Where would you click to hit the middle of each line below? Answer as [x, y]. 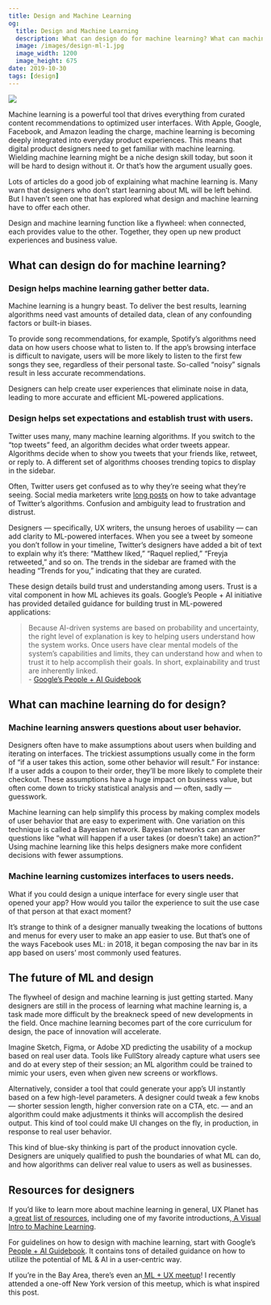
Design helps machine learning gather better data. [109, 288]
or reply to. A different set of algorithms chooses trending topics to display [132, 462]
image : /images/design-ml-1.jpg [70, 46]
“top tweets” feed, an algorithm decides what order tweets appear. [119, 445]
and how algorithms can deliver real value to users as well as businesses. [130, 1164]
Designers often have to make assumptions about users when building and [132, 745]
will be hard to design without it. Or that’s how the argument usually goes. [130, 166]
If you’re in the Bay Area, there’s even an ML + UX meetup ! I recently [122, 1275]
